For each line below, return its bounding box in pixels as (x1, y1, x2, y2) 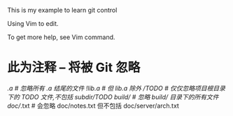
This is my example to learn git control (7, 6, 118, 14)
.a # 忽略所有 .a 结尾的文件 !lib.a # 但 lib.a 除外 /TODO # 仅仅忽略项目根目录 (7, 84, 226, 92)
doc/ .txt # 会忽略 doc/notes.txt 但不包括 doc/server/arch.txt (7, 101, 180, 110)
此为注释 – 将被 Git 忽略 (7, 59, 141, 75)
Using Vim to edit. (7, 20, 59, 27)
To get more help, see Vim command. (7, 33, 115, 41)
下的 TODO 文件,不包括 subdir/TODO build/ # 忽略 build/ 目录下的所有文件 (7, 92, 219, 101)
